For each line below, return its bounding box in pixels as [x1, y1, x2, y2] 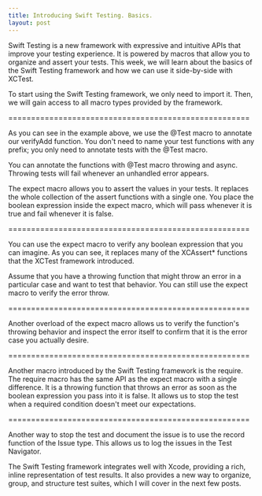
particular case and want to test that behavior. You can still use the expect [8, 279, 249, 289]
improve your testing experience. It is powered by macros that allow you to [8, 49, 250, 58]
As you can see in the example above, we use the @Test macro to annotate [8, 128, 253, 138]
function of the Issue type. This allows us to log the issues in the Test [8, 438, 232, 447]
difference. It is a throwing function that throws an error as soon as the [8, 383, 238, 392]
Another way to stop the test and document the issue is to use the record [8, 430, 245, 439]
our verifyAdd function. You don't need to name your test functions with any [8, 136, 255, 146]
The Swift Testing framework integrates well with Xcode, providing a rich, [8, 461, 246, 471]
